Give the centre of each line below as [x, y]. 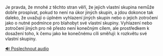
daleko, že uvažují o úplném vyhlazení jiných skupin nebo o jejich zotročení [81, 18]
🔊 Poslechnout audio [27, 49]
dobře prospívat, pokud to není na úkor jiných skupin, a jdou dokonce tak [79, 12]
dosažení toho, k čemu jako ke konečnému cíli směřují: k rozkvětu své [76, 33]
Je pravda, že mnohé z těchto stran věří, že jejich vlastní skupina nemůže [80, 7]
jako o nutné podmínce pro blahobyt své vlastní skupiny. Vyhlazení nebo [79, 23]
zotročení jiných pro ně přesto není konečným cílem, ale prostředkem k [77, 28]
